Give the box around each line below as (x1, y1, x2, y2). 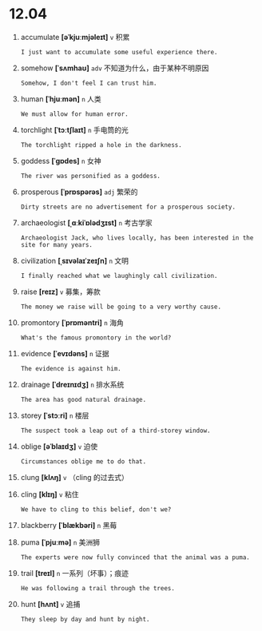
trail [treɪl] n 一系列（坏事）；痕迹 (20, 568, 129, 577)
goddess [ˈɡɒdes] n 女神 (20, 156, 101, 165)
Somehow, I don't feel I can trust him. (20, 79, 157, 87)
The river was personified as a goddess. (20, 172, 161, 180)
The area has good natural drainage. (20, 395, 147, 403)
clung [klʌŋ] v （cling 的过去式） (20, 472, 129, 482)
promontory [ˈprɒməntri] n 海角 (20, 317, 125, 327)
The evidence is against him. (20, 364, 122, 372)
